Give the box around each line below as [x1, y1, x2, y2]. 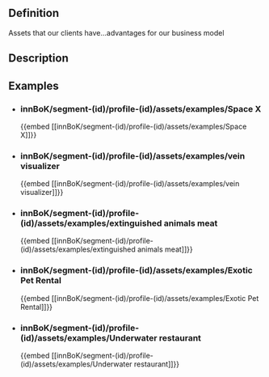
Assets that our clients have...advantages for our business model [8, 28, 225, 37]
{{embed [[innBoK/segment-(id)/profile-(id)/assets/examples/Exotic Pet [19, 293, 259, 303]
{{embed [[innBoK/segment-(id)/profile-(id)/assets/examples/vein [19, 179, 240, 188]
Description [8, 52, 69, 66]
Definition [8, 6, 59, 20]
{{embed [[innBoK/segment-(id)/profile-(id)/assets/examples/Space [19, 121, 247, 131]
